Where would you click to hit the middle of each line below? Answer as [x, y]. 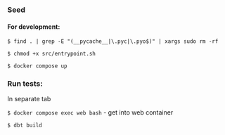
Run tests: [25, 84]
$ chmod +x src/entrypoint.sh [52, 54]
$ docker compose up [38, 66]
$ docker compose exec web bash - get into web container [90, 112]
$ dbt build [25, 126]
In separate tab [29, 99]
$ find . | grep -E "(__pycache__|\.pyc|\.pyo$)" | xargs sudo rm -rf [113, 41]
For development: [34, 27]
